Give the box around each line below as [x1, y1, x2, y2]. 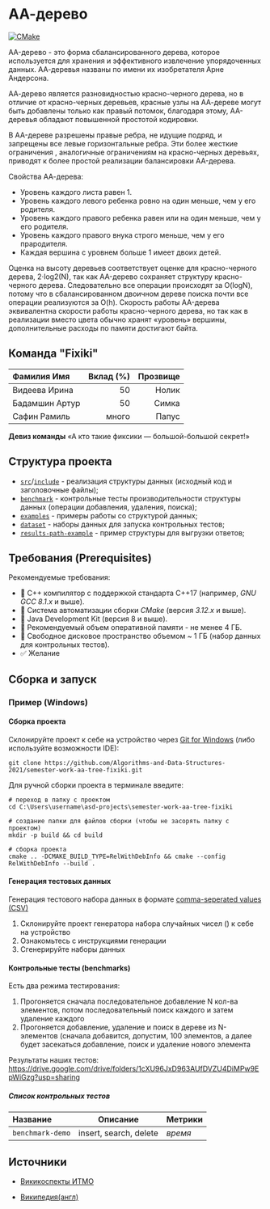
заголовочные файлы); [19, 484, 99, 494]
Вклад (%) [88, 370, 131, 382]
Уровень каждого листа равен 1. [19, 187, 133, 197]
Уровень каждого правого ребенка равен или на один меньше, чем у [19, 213, 261, 222]
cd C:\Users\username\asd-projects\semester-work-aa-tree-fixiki [8, 802, 233, 811]
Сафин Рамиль [12, 410, 70, 421]
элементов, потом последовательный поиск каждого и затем [19, 1005, 234, 1015]
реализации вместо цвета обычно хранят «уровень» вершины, [8, 315, 227, 324]
